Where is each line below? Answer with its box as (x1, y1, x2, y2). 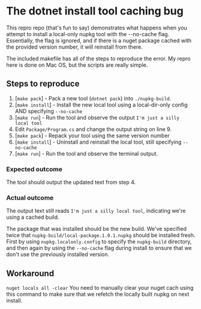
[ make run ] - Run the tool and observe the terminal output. (14, 150, 158, 157)
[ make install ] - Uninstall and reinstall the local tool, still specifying (14, 138, 182, 145)
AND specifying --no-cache (14, 107, 83, 115)
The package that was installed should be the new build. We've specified (6, 225, 187, 233)
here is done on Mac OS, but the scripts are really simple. (6, 61, 148, 69)
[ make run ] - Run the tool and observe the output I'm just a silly (14, 114, 180, 121)
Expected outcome (6, 165, 63, 173)
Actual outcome (6, 194, 54, 202)
